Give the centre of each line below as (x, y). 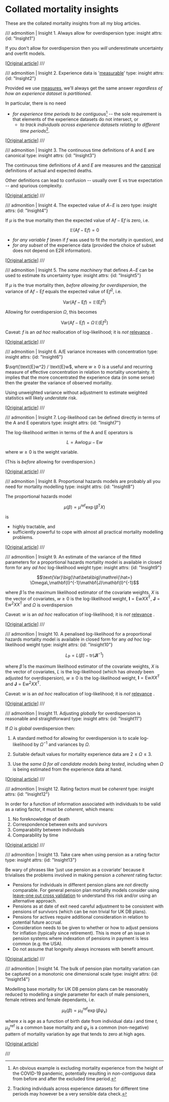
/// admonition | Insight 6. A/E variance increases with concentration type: (82, 352)
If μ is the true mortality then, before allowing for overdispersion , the (76, 285)
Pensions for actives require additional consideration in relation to (80, 917)
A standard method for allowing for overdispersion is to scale (76, 738)
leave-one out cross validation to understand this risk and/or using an (84, 896)
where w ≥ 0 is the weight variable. (42, 452)
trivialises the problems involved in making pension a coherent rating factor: (84, 875)
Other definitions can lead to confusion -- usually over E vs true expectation (84, 180)
